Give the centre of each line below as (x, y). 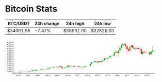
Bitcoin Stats (31, 9)
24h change (47, 24)
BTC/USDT (19, 24)
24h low (102, 24)
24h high (75, 24)
